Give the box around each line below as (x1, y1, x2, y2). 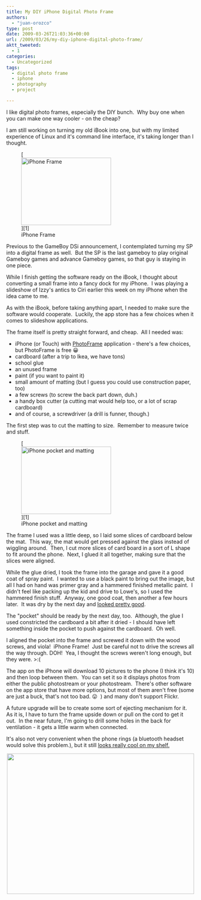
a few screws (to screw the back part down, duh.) (14, 391, 138, 398)
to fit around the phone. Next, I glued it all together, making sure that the (6, 550, 185, 558)
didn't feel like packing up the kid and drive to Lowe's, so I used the (6, 588, 173, 595)
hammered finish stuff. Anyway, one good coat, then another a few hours (6, 594, 188, 601)
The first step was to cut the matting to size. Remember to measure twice (6, 422, 188, 429)
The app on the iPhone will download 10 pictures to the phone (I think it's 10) (6, 667, 194, 675)
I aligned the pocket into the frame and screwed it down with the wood (6, 636, 181, 643)
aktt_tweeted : (6, 43, 42, 49)
